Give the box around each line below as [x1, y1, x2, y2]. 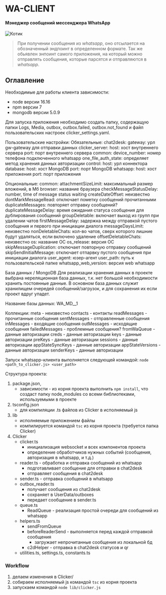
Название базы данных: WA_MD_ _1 [5, 301, 78, 307]
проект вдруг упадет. [5, 291, 51, 297]
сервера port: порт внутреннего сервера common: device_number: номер [5, 150, 161, 156]
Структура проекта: [5, 371, 48, 377]
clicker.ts [19, 439, 39, 445]
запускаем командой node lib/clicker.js [12, 584, 101, 590]
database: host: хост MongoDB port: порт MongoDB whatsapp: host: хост [5, 166, 157, 172]
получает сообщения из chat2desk [27, 486, 101, 492]
